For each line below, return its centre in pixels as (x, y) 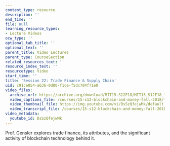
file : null (17, 24)
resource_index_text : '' (31, 66)
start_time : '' (21, 76)
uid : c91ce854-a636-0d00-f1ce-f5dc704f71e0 (52, 85)
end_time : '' (19, 19)
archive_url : (24, 95)
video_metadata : (22, 114)
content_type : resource (30, 10)
